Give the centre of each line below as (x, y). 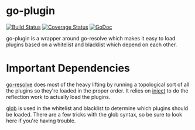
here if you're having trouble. (41, 121)
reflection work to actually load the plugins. (58, 97)
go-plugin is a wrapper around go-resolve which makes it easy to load (91, 38)
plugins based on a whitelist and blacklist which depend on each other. (92, 45)
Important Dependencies (68, 68)
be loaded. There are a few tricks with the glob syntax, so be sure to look (94, 114)
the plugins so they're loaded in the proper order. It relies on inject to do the (97, 90)
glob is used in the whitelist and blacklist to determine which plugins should (97, 108)
